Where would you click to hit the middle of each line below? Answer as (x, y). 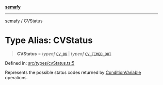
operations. (16, 77)
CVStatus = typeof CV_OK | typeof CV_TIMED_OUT (64, 54)
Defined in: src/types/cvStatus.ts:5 (40, 63)
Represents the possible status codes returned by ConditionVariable (73, 72)
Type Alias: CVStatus (49, 40)
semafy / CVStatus (24, 21)
